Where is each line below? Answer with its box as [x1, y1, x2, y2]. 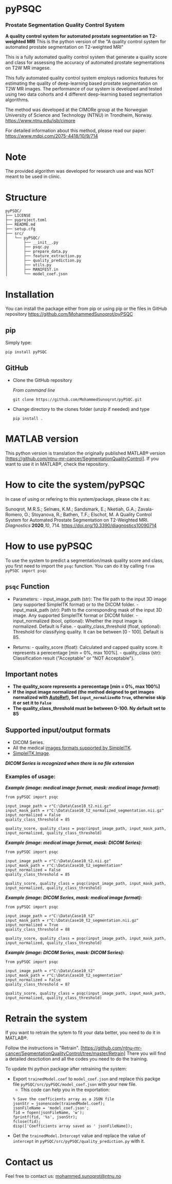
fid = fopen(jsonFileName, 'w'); [12, 1110, 85, 1116]
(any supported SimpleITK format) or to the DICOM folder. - [12, 601, 139, 607]
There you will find [126, 1050, 166, 1057]
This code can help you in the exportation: [20, 1087, 110, 1093]
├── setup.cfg [5, 227, 36, 232]
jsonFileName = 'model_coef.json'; [12, 1106, 89, 1111]
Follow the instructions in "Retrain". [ [5, 1045, 83, 1051]
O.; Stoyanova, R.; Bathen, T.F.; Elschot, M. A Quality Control [24, 511, 152, 517]
